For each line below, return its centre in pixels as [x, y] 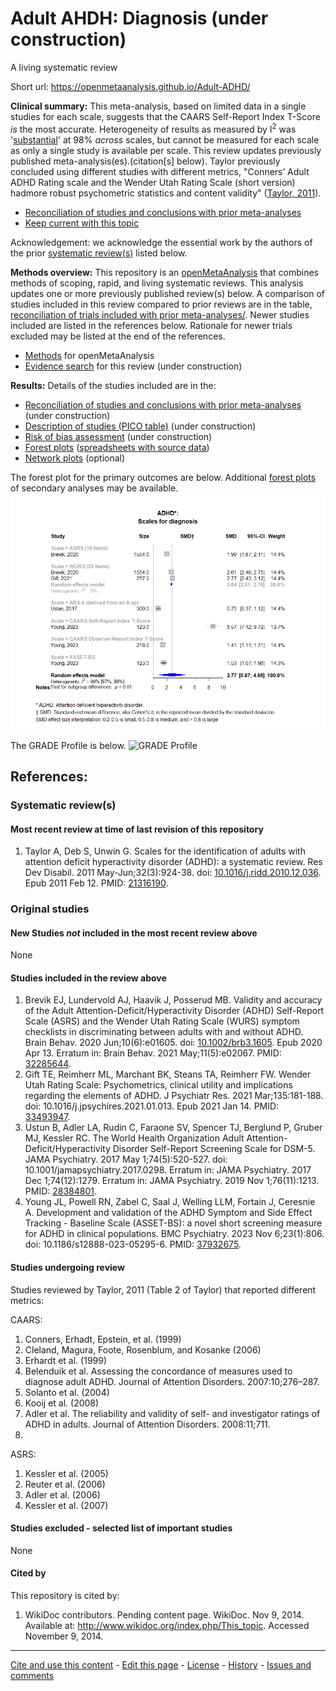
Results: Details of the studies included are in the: [113, 385]
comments [32, 1676]
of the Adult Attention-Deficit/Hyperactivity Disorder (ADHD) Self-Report [174, 1011]
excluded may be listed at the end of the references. [118, 336]
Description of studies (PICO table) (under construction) [140, 426]
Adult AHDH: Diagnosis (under [139, 18]
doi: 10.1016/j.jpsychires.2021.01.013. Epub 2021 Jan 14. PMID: [152, 1106]
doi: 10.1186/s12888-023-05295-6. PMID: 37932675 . [133, 1244]
